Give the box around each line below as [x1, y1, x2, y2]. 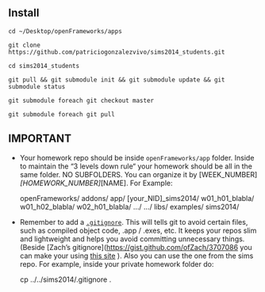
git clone [8, 41, 41, 49]
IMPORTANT [8, 132, 71, 146]
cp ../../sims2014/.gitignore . [19, 275, 112, 284]
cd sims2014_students [8, 62, 80, 70]
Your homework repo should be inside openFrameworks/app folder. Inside [19, 153, 255, 162]
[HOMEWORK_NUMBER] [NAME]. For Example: [19, 178, 173, 188]
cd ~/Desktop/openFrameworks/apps [8, 27, 123, 35]
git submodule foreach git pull [8, 110, 115, 118]
